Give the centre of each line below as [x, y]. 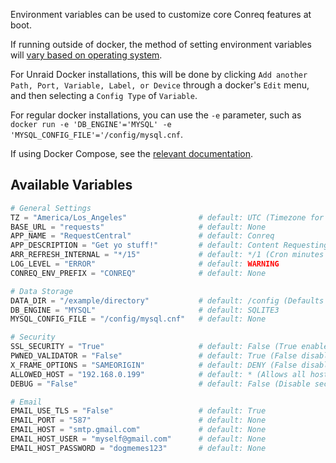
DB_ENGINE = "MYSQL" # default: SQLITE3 [145, 310]
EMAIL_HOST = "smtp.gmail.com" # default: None [138, 430]
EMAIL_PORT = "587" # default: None [138, 420]
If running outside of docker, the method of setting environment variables [161, 44]
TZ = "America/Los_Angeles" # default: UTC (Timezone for [167, 217]
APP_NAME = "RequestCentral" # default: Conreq [142, 236]
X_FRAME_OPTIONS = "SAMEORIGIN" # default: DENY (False [154, 365]
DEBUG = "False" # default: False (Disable [160, 384]
